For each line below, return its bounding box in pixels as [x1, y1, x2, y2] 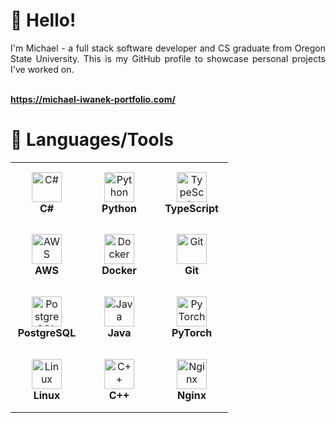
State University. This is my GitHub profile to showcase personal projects [10, 52, 326, 64]
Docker [101, 264, 137, 278]
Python [101, 201, 137, 215]
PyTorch [171, 326, 213, 340]
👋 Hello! [10, 9, 77, 32]
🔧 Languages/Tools [10, 129, 174, 151]
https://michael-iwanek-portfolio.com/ [10, 93, 176, 105]
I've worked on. [10, 63, 75, 75]
